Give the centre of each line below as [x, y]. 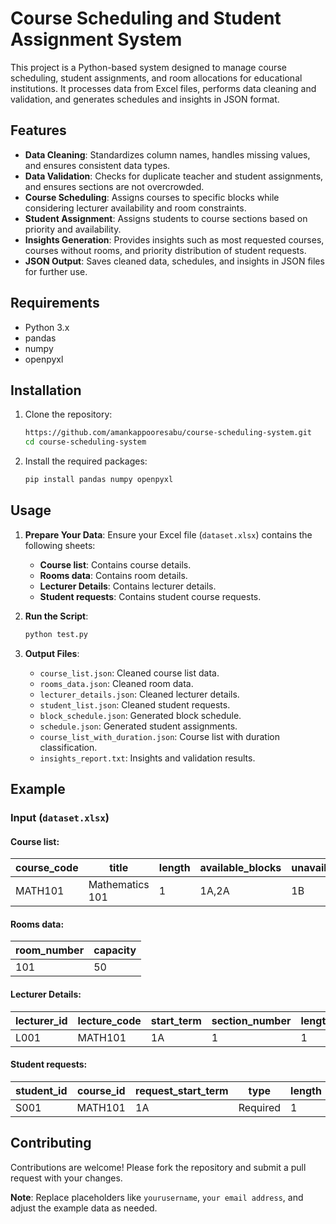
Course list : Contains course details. [115, 564]
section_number [251, 1020]
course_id [101, 1090]
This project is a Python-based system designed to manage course [148, 67]
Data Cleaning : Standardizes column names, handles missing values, [167, 154]
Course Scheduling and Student [146, 18]
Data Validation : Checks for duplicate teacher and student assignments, [174, 176]
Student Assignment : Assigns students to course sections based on [166, 218]
